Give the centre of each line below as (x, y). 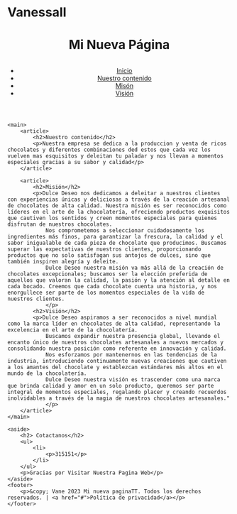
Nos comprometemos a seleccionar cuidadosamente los (125, 231)
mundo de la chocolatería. (47, 373)
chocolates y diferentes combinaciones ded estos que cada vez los (109, 150)
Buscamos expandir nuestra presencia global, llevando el (133, 337)
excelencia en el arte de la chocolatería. (73, 330)
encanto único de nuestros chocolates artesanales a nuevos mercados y (115, 343)
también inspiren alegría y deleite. (63, 262)
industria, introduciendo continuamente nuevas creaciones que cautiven (117, 361)
